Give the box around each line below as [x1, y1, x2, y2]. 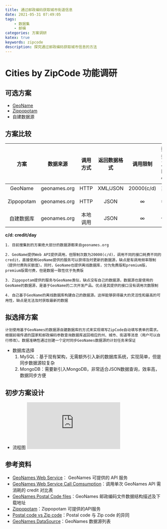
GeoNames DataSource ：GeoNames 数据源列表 [12, 518, 111, 524]
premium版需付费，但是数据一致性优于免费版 [5, 268, 84, 273]
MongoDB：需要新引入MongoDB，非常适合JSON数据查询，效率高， [19, 366, 160, 372]
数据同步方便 [19, 372, 46, 378]
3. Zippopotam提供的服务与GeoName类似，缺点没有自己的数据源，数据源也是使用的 [5, 278, 154, 283]
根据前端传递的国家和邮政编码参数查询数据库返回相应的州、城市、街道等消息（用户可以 [5, 333, 157, 338]
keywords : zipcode [5, 40, 43, 45]
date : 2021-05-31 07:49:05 [5, 12, 61, 17]
